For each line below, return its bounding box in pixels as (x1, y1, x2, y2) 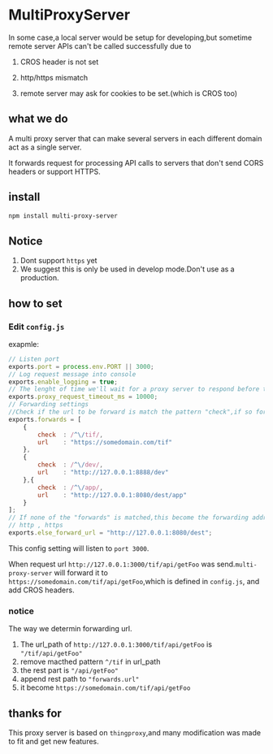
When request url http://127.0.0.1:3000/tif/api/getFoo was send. (8, 559, 236, 569)
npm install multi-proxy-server (8, 211, 118, 220)
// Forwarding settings (8, 401, 89, 409)
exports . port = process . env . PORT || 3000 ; (8, 362, 154, 370)
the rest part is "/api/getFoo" (19, 665, 119, 675)
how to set (8, 297, 63, 310)
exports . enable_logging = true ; (8, 378, 118, 386)
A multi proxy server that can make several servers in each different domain (8, 133, 262, 143)
